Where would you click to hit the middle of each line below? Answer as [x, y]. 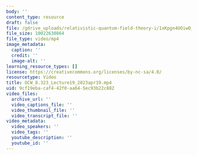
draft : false [22, 22]
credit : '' [25, 55]
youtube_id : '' [30, 143]
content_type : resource [35, 17]
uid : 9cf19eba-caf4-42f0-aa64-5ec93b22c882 [60, 88]
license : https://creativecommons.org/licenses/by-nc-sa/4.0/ [84, 72]
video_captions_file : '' [42, 105]
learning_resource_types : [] [42, 66]
